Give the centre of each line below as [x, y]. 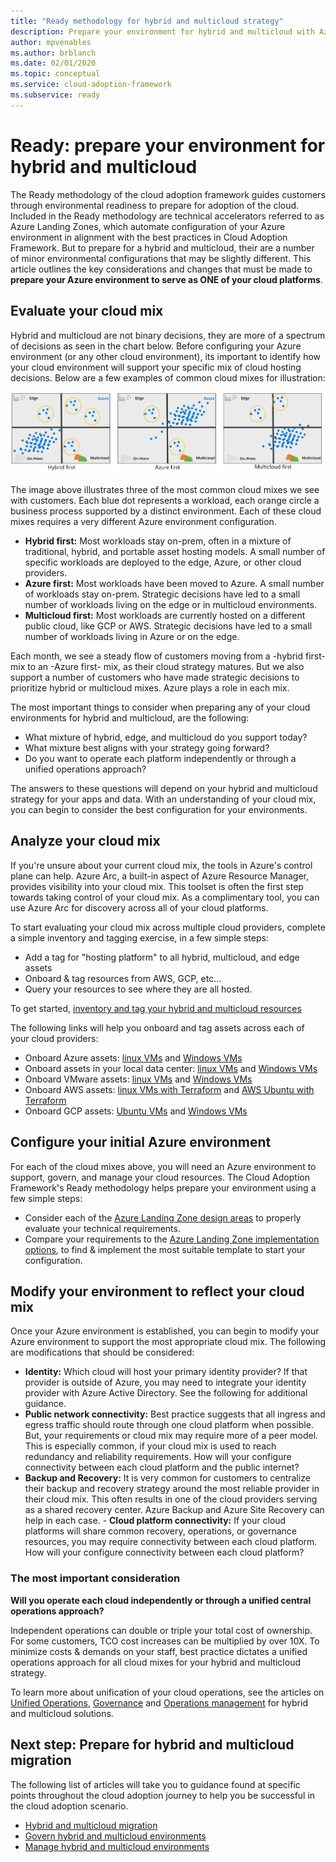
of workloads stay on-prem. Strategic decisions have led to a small [162, 594]
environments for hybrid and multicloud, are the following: [130, 718]
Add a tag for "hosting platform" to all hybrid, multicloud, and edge [162, 957]
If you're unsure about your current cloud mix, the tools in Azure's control [161, 865]
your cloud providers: [54, 1038]
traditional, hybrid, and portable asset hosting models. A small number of [175, 552]
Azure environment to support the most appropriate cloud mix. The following [168, 1342]
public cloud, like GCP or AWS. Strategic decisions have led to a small [168, 626]
